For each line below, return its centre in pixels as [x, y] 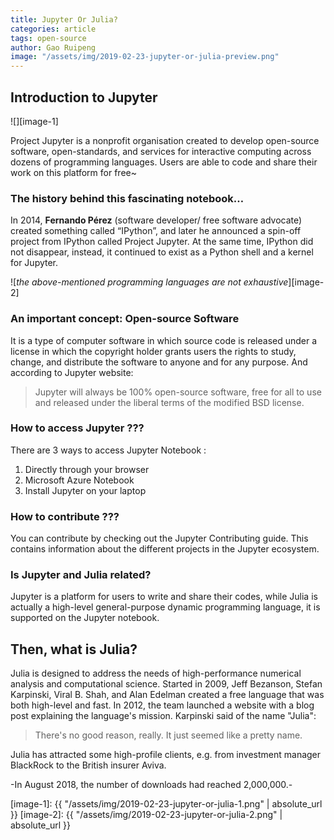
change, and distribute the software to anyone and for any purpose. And [159, 362]
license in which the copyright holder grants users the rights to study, [153, 351]
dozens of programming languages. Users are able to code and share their [164, 162]
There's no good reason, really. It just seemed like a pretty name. [168, 735]
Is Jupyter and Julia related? [81, 575]
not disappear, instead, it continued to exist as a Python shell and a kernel [162, 252]
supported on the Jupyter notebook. [85, 618]
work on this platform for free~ [73, 172]
